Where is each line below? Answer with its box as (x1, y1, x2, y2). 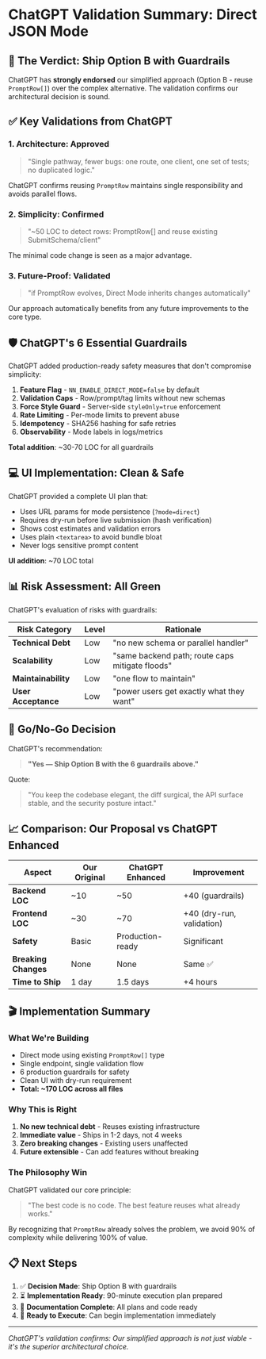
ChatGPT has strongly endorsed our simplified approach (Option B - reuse (8, 75, 253, 84)
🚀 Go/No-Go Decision (8, 723, 116, 736)
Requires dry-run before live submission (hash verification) (19, 515, 212, 524)
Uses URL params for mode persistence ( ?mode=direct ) (19, 506, 200, 516)
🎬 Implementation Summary (8, 1004, 150, 1018)
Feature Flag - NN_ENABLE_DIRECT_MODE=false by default (19, 385, 199, 394)
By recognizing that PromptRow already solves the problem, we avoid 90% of (8, 1224, 256, 1234)
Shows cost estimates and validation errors (19, 524, 161, 533)
